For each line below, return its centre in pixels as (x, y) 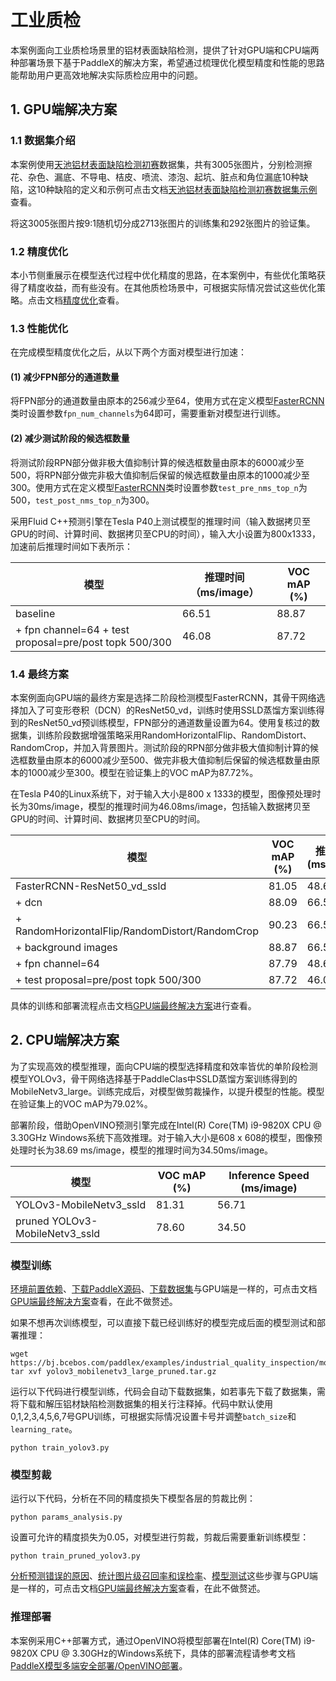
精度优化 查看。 (94, 300)
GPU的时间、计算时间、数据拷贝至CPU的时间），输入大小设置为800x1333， (165, 533)
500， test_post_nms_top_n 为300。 (82, 500)
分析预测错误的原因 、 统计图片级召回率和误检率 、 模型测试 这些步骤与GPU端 (164, 1576)
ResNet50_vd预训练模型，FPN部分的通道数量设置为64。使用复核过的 (169, 722)
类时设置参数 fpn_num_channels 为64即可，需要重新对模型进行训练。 (148, 413)
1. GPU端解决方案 (64, 109)
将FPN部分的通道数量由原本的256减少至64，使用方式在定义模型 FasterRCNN (167, 401)
